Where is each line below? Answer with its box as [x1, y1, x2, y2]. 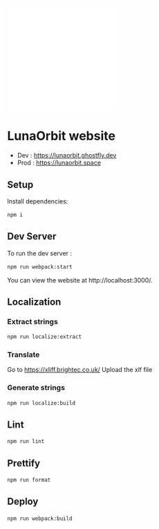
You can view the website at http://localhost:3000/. [7, 276, 153, 284]
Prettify [7, 457, 41, 469]
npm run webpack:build [7, 515, 73, 522]
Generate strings [7, 383, 66, 393]
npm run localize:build [7, 399, 76, 407]
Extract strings [7, 317, 59, 326]
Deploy [7, 496, 39, 507]
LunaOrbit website [7, 128, 116, 144]
